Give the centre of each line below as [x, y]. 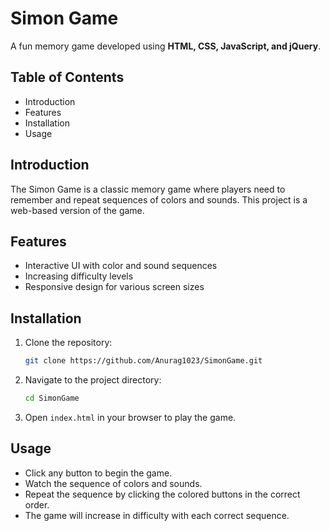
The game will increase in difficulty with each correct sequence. [157, 515]
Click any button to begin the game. [98, 473]
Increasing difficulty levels [79, 276]
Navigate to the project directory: [93, 380]
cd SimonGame [52, 398]
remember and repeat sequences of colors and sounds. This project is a [159, 199]
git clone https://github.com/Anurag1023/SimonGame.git [143, 361]
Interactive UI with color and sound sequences [121, 266]
